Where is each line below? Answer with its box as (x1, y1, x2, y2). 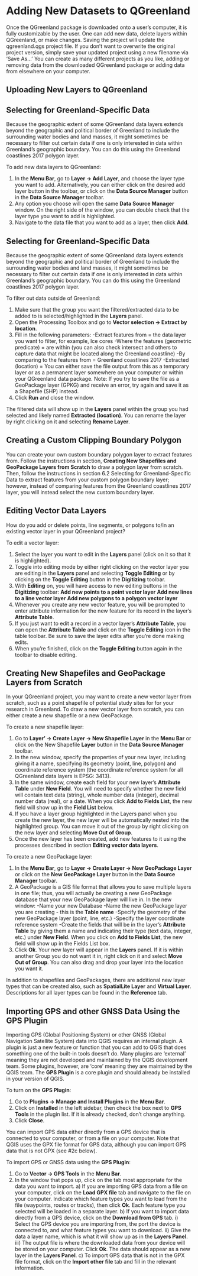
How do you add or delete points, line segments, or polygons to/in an (6, 522, 174, 529)
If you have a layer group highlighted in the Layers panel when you (14, 810, 177, 817)
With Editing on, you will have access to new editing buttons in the (14, 582, 177, 589)
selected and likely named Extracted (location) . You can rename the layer (6, 412, 186, 419)
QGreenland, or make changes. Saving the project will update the (6, 36, 165, 43)
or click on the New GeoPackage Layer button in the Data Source (14, 871, 176, 878)
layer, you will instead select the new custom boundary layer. (6, 488, 155, 495)
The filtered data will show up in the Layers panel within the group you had (6, 405, 189, 412)
